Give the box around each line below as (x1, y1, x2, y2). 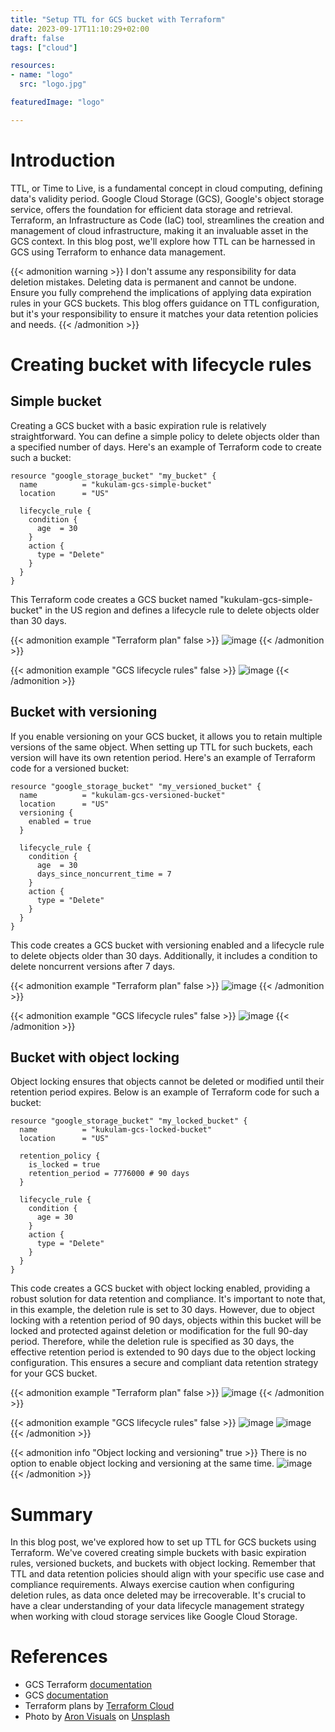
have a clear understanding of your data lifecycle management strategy (10, 1600, 305, 1612)
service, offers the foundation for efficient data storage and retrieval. (10, 203, 293, 215)
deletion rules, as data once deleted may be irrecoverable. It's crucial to (10, 1589, 307, 1601)
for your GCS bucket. (10, 1367, 98, 1380)
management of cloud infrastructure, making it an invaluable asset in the (10, 224, 309, 236)
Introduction (10, 149, 116, 171)
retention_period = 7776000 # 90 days (28, 1169, 190, 1179)
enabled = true (28, 816, 92, 826)
